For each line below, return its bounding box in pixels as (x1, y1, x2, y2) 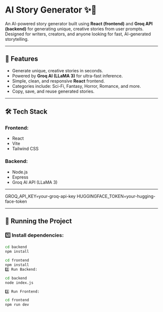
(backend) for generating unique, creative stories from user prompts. (5, 26, 144, 32)
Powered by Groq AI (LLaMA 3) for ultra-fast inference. (12, 73, 123, 79)
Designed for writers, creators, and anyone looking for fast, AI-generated (5, 31, 151, 37)
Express (12, 174, 29, 180)
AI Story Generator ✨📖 (5, 4, 97, 16)
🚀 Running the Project (5, 217, 72, 225)
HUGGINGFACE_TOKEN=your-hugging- (77, 193, 156, 199)
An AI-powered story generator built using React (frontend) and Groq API (5, 20, 153, 26)
